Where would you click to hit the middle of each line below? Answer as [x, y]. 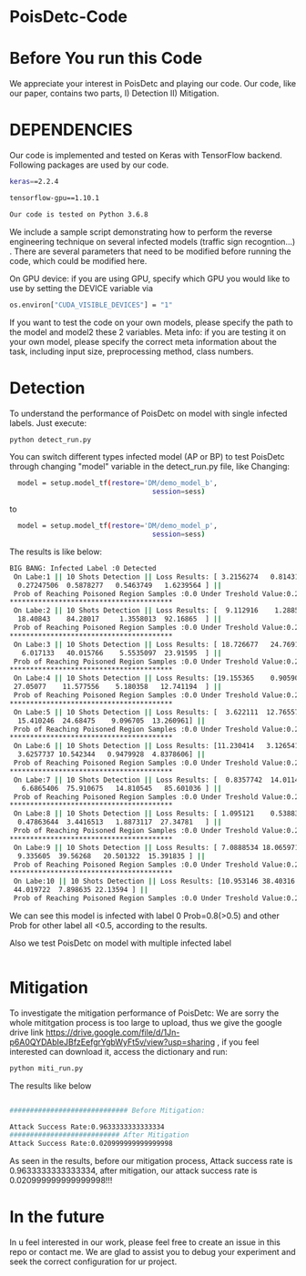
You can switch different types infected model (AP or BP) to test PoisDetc [147, 457]
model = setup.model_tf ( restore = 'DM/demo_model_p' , [118, 526]
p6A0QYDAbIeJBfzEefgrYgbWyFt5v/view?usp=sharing [112, 1042]
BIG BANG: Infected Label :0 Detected [83, 568]
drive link [26, 1032]
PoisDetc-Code [69, 17]
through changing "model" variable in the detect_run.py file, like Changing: [149, 467]
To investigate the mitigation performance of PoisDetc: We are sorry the [144, 1013]
